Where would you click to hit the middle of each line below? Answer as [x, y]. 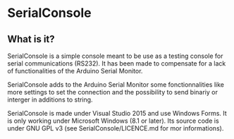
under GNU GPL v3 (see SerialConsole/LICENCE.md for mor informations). [116, 128]
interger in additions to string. [50, 99]
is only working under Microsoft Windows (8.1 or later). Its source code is [113, 121]
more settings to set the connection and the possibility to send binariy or [113, 92]
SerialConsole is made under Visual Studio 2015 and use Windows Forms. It [117, 113]
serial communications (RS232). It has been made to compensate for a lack [117, 64]
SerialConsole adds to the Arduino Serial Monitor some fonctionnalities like [116, 85]
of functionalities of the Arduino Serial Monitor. [75, 71]
